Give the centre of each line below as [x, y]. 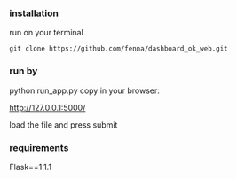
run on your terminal [47, 33]
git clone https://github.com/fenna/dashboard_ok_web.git [118, 49]
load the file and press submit [63, 125]
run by [24, 71]
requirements [39, 147]
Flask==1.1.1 [30, 167]
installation [34, 13]
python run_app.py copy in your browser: [84, 90]
